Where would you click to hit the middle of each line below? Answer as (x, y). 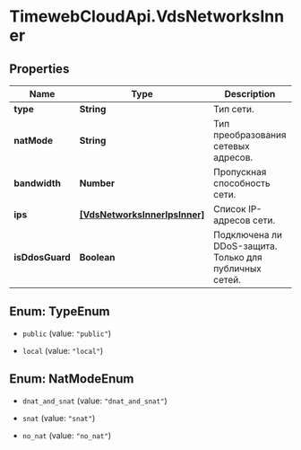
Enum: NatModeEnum (72, 379)
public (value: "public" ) (67, 333)
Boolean (97, 257)
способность (242, 183)
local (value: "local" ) (63, 350)
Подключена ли (248, 235)
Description (250, 94)
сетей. (228, 280)
